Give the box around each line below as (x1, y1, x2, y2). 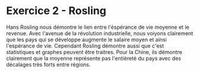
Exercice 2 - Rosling (6, 4, 107, 18)
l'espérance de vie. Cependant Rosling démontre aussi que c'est (6, 42, 165, 49)
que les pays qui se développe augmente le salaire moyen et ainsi (6, 36, 168, 43)
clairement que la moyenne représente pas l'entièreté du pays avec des (6, 55, 181, 62)
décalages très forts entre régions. (6, 60, 91, 68)
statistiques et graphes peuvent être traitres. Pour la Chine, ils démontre (6, 48, 182, 55)
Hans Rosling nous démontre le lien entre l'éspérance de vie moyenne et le (6, 23, 189, 31)
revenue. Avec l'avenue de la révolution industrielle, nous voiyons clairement (6, 29, 194, 36)
